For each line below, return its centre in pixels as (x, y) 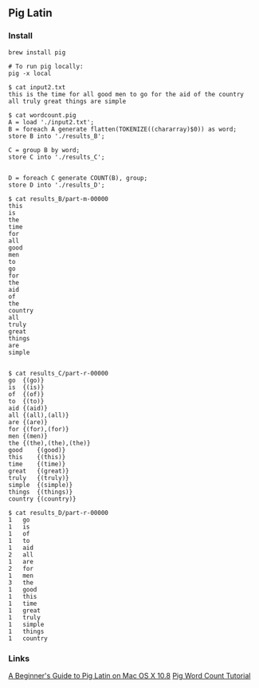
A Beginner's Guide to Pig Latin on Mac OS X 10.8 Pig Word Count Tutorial (129, 675)
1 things (26, 631)
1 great (25, 610)
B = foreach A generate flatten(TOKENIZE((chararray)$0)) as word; (123, 129)
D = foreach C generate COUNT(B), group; (78, 178)
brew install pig (37, 52)
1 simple (26, 624)
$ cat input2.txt (37, 87)
